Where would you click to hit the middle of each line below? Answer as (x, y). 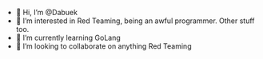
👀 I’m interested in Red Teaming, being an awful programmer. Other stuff (135, 21)
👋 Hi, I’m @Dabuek (47, 12)
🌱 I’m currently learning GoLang (68, 37)
